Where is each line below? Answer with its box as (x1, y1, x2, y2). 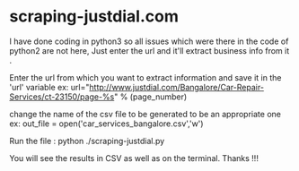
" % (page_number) (113, 91, 188, 102)
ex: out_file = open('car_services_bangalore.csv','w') (9, 118, 204, 129)
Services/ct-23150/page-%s (9, 91, 115, 102)
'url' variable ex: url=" (9, 81, 90, 92)
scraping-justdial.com (9, 6, 180, 27)
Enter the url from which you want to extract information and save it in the (9, 72, 282, 82)
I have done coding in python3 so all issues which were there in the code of (9, 36, 289, 47)
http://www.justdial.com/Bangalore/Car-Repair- (89, 81, 265, 92)
